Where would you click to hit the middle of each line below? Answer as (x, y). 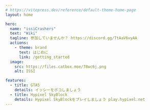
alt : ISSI (25, 71)
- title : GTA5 (25, 85)
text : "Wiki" (24, 34)
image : (17, 62)
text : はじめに (34, 52)
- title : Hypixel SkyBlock (39, 95)
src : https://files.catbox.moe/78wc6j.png (60, 67)
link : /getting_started (44, 57)
